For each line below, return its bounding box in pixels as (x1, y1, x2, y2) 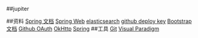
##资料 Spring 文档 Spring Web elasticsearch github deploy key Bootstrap (6, 17, 192, 25)
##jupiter (6, 5, 29, 12)
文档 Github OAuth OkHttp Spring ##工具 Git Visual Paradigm (6, 25, 160, 32)
